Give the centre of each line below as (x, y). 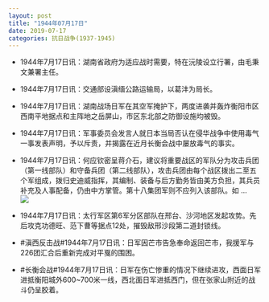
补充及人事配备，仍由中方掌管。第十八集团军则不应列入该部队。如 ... (133, 190)
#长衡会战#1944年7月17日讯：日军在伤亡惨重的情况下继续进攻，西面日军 (141, 270)
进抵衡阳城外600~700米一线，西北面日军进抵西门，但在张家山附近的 (134, 280)
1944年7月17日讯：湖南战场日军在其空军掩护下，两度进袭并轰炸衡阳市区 (139, 106)
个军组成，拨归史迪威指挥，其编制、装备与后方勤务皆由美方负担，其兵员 (140, 181)
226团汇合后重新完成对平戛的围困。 (79, 253)
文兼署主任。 (41, 72)
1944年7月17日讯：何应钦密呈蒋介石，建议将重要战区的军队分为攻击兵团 (139, 161)
